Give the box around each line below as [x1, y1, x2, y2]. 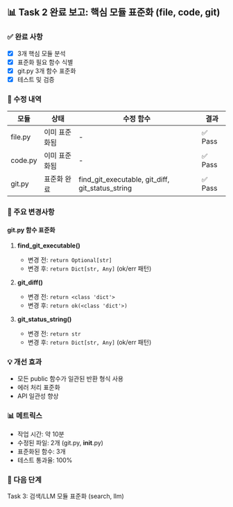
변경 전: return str [27, 329, 81, 338]
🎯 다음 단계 [7, 474, 42, 484]
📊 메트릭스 [7, 411, 43, 420]
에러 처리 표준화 [17, 383, 60, 391]
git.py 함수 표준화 [7, 225, 55, 234]
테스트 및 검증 [17, 75, 55, 83]
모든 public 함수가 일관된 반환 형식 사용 [17, 374, 123, 383]
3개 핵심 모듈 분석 [17, 49, 66, 58]
